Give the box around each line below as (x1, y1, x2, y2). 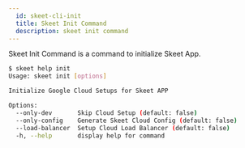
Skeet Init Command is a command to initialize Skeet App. (8, 49, 201, 59)
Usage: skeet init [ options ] (8, 72, 107, 81)
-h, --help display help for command (15, 131, 165, 140)
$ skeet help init (8, 65, 71, 73)
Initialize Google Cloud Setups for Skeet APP (8, 87, 169, 95)
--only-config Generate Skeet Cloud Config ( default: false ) (15, 116, 238, 125)
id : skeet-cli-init (15, 11, 82, 20)
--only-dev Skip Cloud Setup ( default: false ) (15, 108, 198, 117)
